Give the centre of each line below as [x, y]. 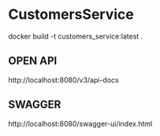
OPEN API [33, 61]
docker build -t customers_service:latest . [76, 36]
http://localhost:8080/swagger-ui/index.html [80, 123]
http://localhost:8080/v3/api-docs [64, 79]
